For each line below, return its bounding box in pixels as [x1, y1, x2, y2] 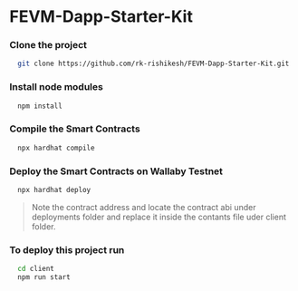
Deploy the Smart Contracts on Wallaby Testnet [9, 165, 224, 178]
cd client [17, 265, 54, 274]
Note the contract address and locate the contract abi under [31, 201, 256, 212]
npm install [17, 102, 63, 111]
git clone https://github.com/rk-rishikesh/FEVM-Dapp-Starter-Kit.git [17, 59, 290, 69]
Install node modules [9, 81, 104, 93]
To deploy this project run [9, 243, 125, 256]
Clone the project [9, 39, 88, 52]
